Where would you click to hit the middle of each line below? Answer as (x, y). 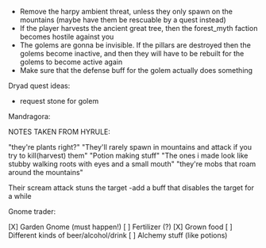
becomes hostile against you (67, 36)
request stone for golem (59, 101)
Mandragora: (29, 116)
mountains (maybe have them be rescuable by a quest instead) (123, 20)
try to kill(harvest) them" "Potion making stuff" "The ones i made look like (128, 155)
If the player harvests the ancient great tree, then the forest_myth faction (139, 28)
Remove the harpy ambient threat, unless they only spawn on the (126, 11)
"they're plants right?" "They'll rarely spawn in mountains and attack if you (130, 147)
